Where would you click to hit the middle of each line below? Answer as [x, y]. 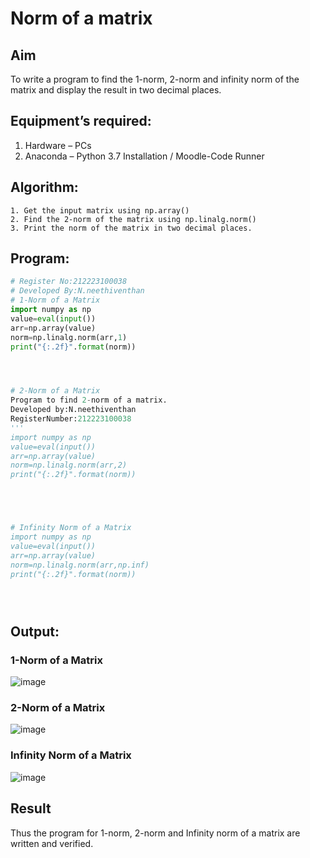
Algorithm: [44, 187]
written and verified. [52, 843]
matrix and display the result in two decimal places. [116, 90]
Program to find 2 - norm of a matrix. [89, 400]
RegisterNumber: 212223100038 [71, 419]
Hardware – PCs [58, 145]
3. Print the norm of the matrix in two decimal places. [131, 228]
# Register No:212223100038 [69, 282]
